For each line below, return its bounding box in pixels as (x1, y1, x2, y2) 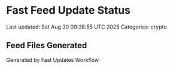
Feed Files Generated (6, 40, 87, 51)
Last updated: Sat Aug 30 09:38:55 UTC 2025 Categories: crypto (6, 23, 167, 30)
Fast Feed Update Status (6, 4, 130, 17)
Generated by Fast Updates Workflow (6, 56, 99, 63)
